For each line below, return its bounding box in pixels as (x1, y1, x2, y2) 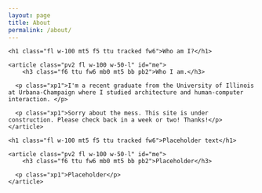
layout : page (8, 11, 51, 20)
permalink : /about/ (8, 26, 72, 34)
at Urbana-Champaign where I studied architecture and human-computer (8, 89, 244, 96)
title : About (8, 19, 51, 27)
